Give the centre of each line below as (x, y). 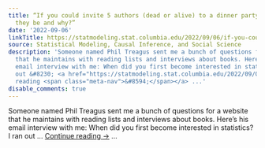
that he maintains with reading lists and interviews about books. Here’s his (129, 120)
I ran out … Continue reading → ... (63, 136)
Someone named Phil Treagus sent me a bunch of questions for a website (128, 111)
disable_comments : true (47, 89)
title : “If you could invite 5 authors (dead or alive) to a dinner (123, 15)
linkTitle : (26, 37)
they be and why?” (46, 23)
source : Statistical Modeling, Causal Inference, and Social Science (125, 45)
